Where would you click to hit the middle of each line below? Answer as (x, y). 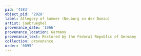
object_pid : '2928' (25, 14)
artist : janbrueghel (26, 23)
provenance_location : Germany (36, 32)
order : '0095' (20, 46)
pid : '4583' (17, 9)
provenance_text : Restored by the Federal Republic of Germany (71, 37)
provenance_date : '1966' (30, 28)
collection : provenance (29, 41)
